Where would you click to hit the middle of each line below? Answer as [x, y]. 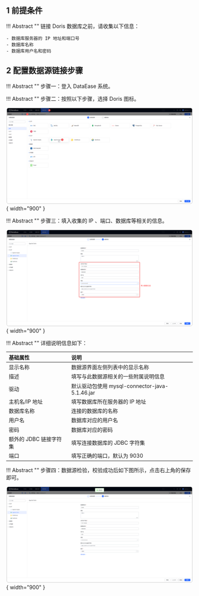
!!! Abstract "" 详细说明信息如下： [47, 343]
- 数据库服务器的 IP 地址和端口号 [43, 38]
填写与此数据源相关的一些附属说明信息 [118, 377]
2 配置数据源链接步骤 [45, 71]
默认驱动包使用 [89, 386]
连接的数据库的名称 [94, 411]
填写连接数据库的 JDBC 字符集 [108, 442]
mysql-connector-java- [139, 386]
